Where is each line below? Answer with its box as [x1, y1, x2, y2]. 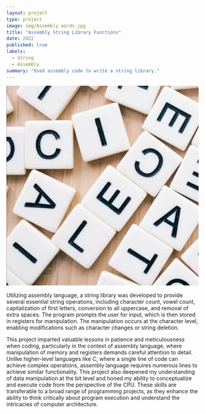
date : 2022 [6, 35, 34, 42]
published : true [6, 42, 48, 48]
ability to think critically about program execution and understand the [6, 394, 180, 401]
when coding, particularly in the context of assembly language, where [6, 342, 182, 349]
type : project [6, 16, 43, 23]
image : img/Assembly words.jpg [6, 23, 86, 29]
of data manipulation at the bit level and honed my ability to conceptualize [6, 374, 192, 382]
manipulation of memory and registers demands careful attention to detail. [6, 348, 193, 356]
